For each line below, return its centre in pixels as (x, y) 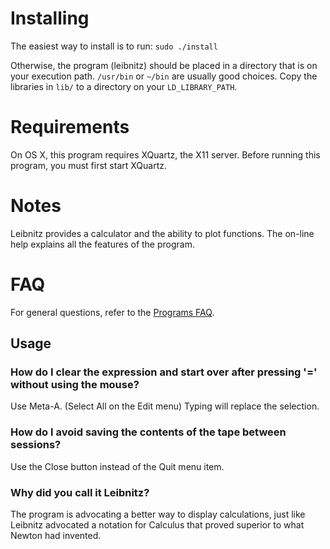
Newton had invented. (56, 536)
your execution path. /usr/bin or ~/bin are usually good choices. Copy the (164, 76)
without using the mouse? (75, 385)
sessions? (36, 445)
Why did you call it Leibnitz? (80, 492)
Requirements (70, 127)
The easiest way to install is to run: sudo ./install (114, 46)
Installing (50, 18)
